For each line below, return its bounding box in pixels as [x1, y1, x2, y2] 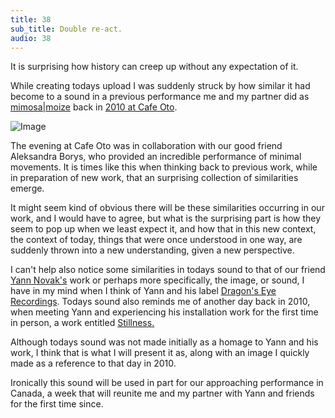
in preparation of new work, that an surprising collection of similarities [10, 172, 299, 184]
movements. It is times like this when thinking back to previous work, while [10, 161, 318, 173]
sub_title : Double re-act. [10, 24, 123, 34]
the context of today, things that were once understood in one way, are [10, 234, 303, 246]
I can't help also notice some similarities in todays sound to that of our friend [10, 264, 326, 276]
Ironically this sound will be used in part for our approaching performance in [10, 377, 324, 389]
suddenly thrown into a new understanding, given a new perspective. [10, 244, 295, 256]
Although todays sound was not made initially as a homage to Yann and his [10, 336, 319, 348]
